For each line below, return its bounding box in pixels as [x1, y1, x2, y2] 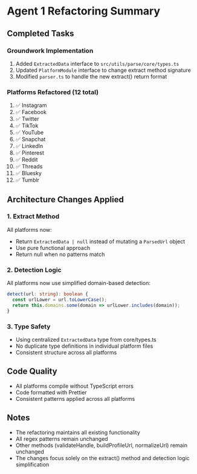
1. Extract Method [7, 213, 60, 221]
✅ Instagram [15, 101, 47, 109]
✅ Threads [15, 163, 43, 170]
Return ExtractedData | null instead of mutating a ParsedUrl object [15, 237, 186, 245]
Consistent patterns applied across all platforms [15, 395, 135, 402]
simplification [15, 461, 50, 468]
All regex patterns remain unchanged [15, 435, 108, 442]
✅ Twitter [15, 115, 40, 123]
